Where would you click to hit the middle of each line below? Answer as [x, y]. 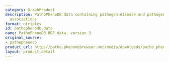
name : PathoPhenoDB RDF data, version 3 [48, 33]
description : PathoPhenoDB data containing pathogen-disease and [75, 14]
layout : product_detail [30, 51]
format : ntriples [23, 24]
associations [23, 19]
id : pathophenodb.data [29, 28]
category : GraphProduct [30, 10]
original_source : [23, 38]
